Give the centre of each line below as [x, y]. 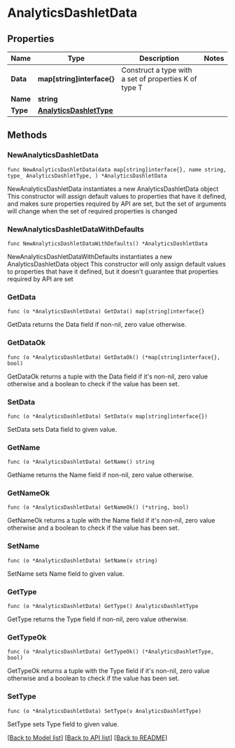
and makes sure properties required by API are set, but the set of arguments [117, 204]
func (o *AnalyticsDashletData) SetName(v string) [83, 560]
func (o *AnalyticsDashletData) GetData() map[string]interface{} [106, 312]
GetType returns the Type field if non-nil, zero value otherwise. [98, 619]
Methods [27, 135]
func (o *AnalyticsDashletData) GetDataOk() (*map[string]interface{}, [114, 357]
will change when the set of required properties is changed [92, 211]
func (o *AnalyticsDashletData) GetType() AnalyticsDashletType [103, 607]
